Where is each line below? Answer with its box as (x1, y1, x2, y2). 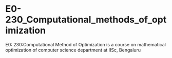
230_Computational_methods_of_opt (5, 14, 167, 25)
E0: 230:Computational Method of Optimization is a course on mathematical (5, 41, 166, 47)
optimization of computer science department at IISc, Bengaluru (5, 47, 141, 53)
